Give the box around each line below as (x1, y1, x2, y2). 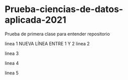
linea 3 (5, 50, 19, 56)
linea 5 (5, 69, 19, 76)
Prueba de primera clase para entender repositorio (5, 31, 110, 37)
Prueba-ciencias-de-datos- (5, 4, 123, 15)
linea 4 (5, 60, 19, 66)
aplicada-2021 (5, 14, 67, 26)
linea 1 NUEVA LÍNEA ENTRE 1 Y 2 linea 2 (5, 40, 90, 46)
